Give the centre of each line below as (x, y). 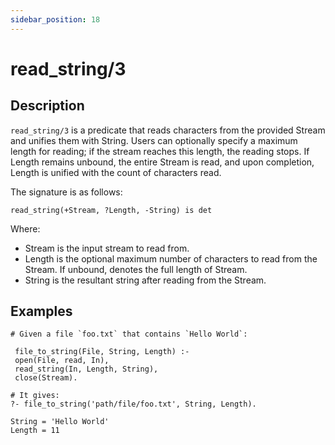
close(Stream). (46, 378)
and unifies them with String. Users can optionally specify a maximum (154, 140)
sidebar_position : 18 (55, 19)
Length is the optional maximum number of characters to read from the (171, 258)
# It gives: (35, 396)
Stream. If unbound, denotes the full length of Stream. (136, 269)
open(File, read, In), (62, 361)
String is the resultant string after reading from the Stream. (145, 280)
